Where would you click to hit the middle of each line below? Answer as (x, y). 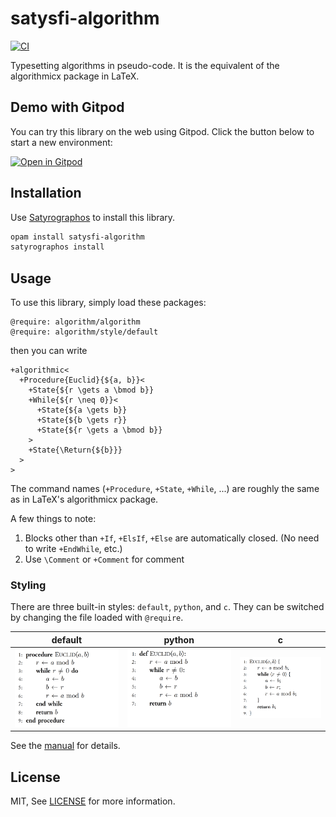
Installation (46, 193)
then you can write (49, 351)
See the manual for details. (65, 746)
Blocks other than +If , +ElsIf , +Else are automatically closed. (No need (172, 538)
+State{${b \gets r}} (82, 420)
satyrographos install (57, 247)
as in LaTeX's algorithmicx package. (84, 499)
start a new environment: (61, 142)
